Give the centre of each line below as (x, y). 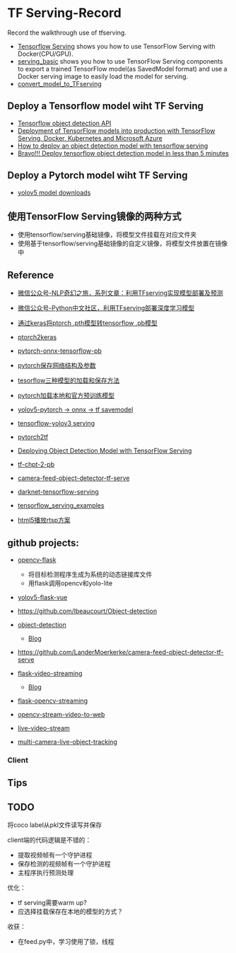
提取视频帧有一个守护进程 (55, 855)
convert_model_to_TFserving (59, 83)
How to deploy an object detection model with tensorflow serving (113, 146)
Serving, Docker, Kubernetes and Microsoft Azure (90, 138)
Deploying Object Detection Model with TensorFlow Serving (105, 451)
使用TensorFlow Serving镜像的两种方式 (94, 216)
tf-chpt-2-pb (36, 464)
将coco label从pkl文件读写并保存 (55, 825)
